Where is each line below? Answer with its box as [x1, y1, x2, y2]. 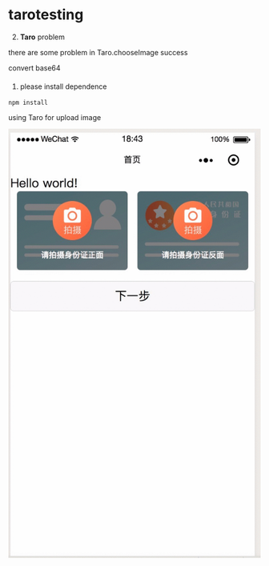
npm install [8, 98, 48, 106]
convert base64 [8, 62, 62, 73]
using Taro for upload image [8, 112, 102, 122]
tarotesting [8, 6, 84, 24]
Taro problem [19, 32, 66, 42]
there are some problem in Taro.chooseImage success [8, 47, 188, 57]
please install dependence [19, 82, 107, 91]
